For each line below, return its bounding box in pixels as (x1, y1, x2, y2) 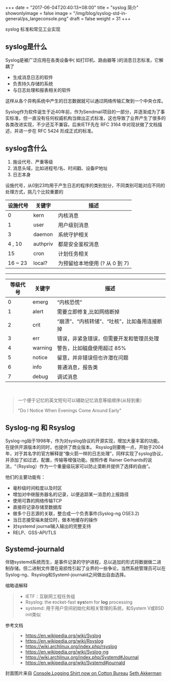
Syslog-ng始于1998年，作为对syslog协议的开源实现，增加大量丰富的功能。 (5, 438, 162, 444)
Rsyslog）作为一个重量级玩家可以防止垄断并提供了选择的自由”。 (18, 463, 153, 469)
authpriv (33, 240, 53, 247)
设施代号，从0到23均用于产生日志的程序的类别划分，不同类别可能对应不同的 (5, 182, 165, 188)
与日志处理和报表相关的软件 (12, 87, 71, 93)
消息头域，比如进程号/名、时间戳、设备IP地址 (12, 165, 108, 171)
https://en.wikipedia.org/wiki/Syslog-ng (25, 649, 109, 655)
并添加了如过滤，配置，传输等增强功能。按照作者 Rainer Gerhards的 (5, 457, 148, 463)
